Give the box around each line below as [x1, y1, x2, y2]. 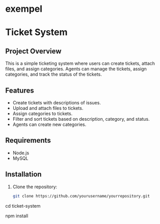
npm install [5, 213, 29, 219]
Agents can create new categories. [12, 121, 87, 127]
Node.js [12, 149, 30, 156]
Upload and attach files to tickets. [12, 105, 84, 111]
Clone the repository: [12, 184, 58, 190]
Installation [5, 170, 42, 179]
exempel [5, 3, 42, 15]
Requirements [5, 136, 51, 145]
